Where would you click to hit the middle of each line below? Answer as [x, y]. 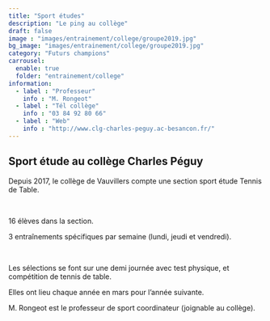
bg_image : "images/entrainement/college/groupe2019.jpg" [106, 46]
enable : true [38, 69]
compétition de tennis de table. [60, 277]
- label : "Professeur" [55, 91]
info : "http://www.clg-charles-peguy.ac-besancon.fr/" [119, 129]
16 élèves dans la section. [51, 221]
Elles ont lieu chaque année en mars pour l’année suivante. [106, 292]
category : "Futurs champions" [59, 53]
